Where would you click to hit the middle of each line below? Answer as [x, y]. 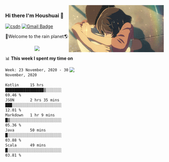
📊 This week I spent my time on [39, 58]
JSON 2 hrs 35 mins [32, 100]
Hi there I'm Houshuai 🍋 [34, 16]
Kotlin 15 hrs [24, 85]
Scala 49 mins [26, 145]
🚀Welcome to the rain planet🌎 [37, 37]
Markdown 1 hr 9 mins [30, 115]
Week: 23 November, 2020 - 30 [37, 70]
